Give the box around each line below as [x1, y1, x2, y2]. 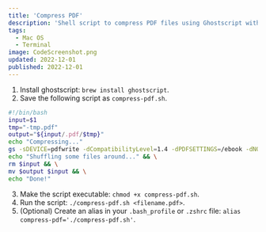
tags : [8, 26, 26, 34]
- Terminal [15, 41, 51, 49]
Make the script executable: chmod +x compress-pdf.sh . [19, 189, 200, 199]
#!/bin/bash [8, 108, 47, 116]
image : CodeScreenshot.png [8, 48, 97, 56]
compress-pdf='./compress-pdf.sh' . [19, 215, 136, 224]
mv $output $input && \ [8, 167, 87, 175]
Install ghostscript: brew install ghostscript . [19, 85, 169, 94]
